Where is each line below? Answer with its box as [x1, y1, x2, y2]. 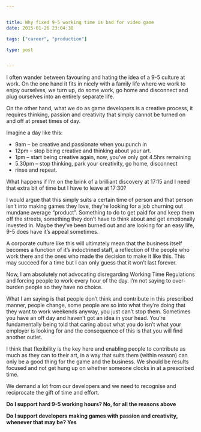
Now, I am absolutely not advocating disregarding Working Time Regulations [6, 271, 195, 278]
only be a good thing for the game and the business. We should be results [6, 358, 189, 365]
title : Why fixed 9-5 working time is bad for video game [6, 19, 154, 25]
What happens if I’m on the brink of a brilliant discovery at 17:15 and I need [6, 178, 190, 186]
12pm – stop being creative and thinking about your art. [14, 147, 152, 154]
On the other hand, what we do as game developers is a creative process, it [6, 105, 193, 112]
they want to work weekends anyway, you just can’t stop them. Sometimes [6, 308, 191, 315]
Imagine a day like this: [6, 129, 63, 136]
